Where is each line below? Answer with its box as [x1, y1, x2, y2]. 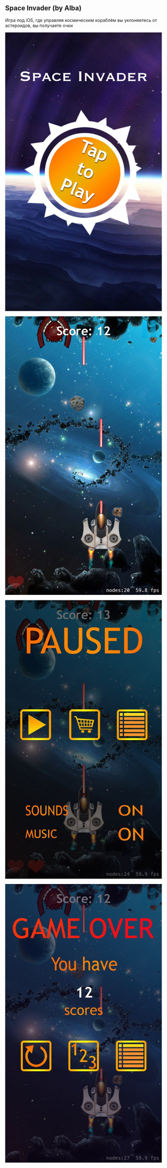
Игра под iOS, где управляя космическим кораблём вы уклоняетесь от [5, 17, 158, 23]
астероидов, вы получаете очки [5, 22, 73, 28]
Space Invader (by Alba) [5, 4, 82, 12]
